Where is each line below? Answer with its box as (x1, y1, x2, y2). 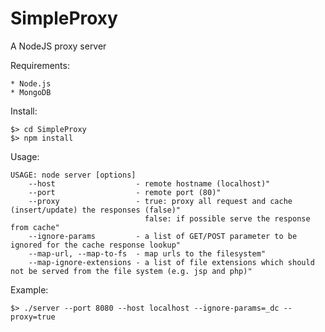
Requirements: (10, 59, 70, 71)
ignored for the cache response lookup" (10, 240, 182, 250)
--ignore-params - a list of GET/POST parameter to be (28, 231, 298, 241)
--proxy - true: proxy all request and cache (28, 196, 293, 206)
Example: (10, 283, 49, 296)
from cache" (10, 222, 60, 232)
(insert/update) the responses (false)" (10, 205, 182, 215)
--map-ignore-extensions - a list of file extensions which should (28, 257, 315, 267)
